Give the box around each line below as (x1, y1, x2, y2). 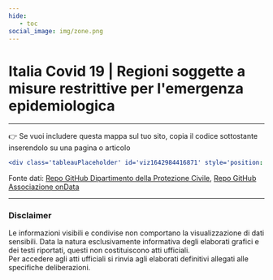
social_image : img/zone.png (8, 27, 104, 35)
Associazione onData (8, 182, 80, 192)
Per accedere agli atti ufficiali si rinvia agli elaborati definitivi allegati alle (8, 254, 249, 264)
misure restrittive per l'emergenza (8, 79, 244, 97)
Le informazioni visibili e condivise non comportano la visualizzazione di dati (8, 228, 265, 238)
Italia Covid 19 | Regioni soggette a (8, 62, 246, 80)
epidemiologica (8, 97, 115, 114)
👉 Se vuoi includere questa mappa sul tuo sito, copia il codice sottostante (8, 131, 258, 141)
